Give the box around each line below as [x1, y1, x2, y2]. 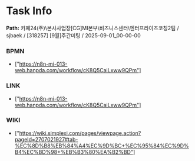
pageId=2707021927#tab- [14, 136, 78, 143]
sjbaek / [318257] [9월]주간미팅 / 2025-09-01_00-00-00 [6, 31, 141, 39]
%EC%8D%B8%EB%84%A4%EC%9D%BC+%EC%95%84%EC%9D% [14, 142, 190, 149]
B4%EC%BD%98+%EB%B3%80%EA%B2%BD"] [14, 148, 135, 155]
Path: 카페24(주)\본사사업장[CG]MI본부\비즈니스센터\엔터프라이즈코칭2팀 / [6, 24, 180, 31]
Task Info [6, 4, 52, 18]
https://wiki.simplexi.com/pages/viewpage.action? [19, 129, 141, 137]
